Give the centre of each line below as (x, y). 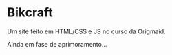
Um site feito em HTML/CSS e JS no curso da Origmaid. (87, 31)
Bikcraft (30, 13)
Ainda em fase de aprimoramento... (57, 44)
